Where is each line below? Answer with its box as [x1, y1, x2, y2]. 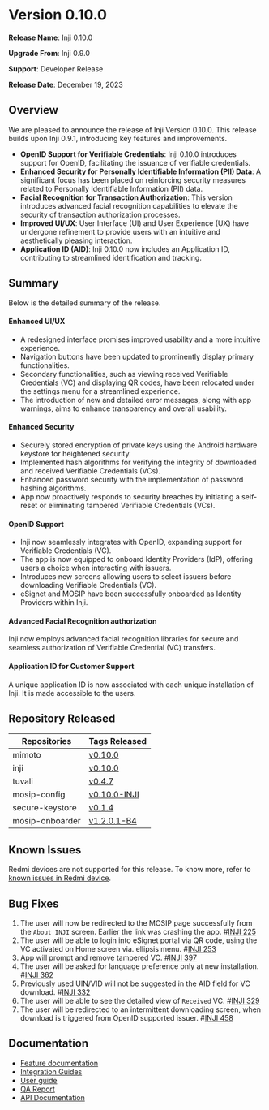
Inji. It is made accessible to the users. [8, 688, 136, 698]
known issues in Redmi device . [8, 873, 112, 883]
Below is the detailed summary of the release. [8, 298, 161, 308]
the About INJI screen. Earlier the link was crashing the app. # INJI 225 [19, 927, 257, 937]
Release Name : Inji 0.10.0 [8, 32, 93, 42]
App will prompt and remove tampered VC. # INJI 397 [19, 952, 197, 963]
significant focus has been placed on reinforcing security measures [19, 175, 246, 184]
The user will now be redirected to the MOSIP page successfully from [19, 918, 253, 928]
